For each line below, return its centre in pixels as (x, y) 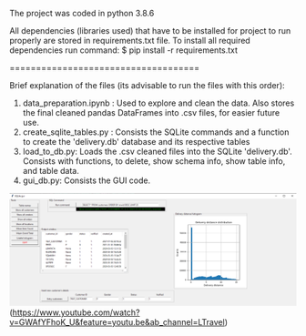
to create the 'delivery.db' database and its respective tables (136, 142)
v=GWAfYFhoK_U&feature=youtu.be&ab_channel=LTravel (117, 322)
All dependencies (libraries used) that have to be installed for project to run (150, 31)
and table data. (51, 171)
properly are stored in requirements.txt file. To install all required (130, 41)
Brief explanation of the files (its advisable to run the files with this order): (147, 85)
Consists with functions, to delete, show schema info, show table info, (154, 161)
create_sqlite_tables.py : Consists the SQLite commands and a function (156, 132)
